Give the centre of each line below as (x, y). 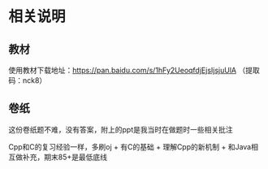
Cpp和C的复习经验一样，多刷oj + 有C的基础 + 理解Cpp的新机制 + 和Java (130, 146)
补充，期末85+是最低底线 (65, 157)
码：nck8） (28, 80)
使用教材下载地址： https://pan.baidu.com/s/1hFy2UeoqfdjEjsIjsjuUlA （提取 (134, 70)
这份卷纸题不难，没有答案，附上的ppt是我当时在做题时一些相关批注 (121, 129)
